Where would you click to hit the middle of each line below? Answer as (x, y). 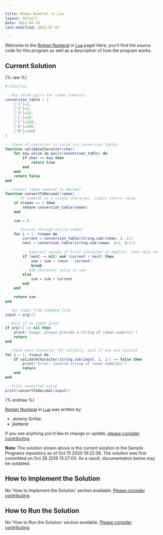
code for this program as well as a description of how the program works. (78, 50)
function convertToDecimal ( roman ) (40, 194)
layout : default (21, 18)
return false (27, 176)
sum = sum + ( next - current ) (61, 261)
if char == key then (43, 158)
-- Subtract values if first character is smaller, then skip (87, 252)
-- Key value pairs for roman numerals (45, 95)
